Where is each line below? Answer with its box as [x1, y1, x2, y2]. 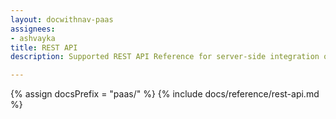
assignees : [10, 24, 56, 34]
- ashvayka [10, 33, 56, 43]
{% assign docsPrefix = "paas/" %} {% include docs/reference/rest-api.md [10, 88, 320, 100]
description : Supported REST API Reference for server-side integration [10, 52, 320, 62]
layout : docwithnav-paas [10, 14, 114, 25]
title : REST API [10, 42, 78, 53]
